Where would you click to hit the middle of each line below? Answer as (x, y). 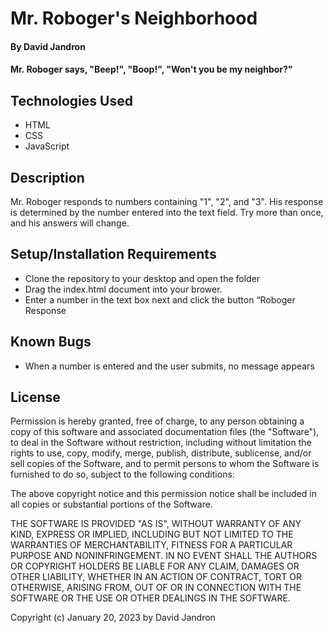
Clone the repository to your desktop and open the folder (142, 278)
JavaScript (47, 146)
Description (47, 177)
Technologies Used (71, 100)
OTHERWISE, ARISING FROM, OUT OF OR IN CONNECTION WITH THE (156, 588)
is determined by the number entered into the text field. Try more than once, (167, 212)
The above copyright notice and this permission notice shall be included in (163, 494)
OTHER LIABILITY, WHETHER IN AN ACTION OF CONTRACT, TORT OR (156, 577)
